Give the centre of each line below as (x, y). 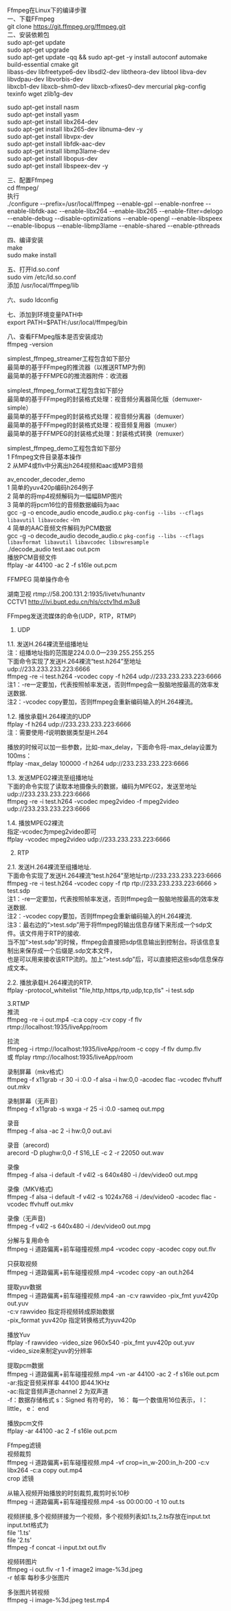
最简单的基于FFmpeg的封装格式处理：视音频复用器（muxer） (94, 425)
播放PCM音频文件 (32, 557)
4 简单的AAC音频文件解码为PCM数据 (59, 528)
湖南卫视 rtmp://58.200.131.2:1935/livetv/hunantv (76, 594)
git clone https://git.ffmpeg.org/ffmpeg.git (66, 27)
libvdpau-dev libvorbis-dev (45, 79)
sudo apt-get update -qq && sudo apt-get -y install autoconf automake (107, 57)
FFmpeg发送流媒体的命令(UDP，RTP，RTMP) (72, 616)
